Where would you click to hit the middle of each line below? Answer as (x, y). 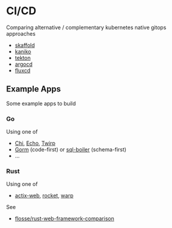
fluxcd (23, 70)
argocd (24, 64)
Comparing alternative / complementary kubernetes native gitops (86, 27)
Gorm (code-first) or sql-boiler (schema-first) (71, 150)
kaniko (23, 51)
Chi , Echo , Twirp (35, 143)
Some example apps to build (41, 103)
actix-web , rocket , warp (44, 196)
